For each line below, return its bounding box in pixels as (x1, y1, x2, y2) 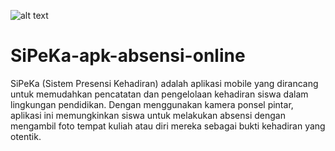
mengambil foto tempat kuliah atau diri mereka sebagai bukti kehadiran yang (10, 120, 326, 132)
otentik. (10, 130, 42, 142)
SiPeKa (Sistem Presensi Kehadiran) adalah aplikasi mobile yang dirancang (10, 77, 319, 89)
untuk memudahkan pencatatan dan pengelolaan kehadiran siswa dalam (10, 88, 309, 100)
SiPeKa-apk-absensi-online (10, 45, 246, 67)
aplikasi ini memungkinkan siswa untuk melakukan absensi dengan (10, 109, 286, 121)
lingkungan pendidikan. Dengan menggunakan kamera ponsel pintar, (10, 98, 294, 110)
